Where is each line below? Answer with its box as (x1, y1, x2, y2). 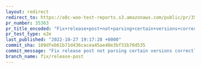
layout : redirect (5, 8, 49, 15)
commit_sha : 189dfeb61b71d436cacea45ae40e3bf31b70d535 (5, 43, 146, 49)
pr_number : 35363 (5, 20, 49, 26)
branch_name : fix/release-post (5, 53, 84, 59)
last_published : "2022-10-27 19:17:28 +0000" (5, 37, 121, 43)
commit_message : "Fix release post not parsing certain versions (5, 48, 172, 54)
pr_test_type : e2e (5, 31, 52, 37)
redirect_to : (5, 14, 38, 20)
